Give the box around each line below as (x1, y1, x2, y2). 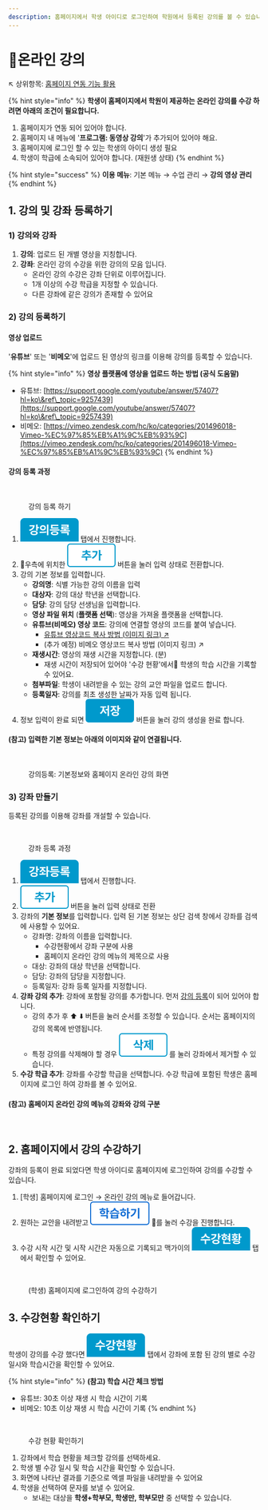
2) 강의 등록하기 (8, 312, 66, 323)
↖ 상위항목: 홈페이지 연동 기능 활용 (8, 78, 116, 88)
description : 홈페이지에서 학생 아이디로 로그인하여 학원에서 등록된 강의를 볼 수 (8, 13, 242, 21)
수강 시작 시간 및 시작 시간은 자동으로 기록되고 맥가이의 (19, 1243, 191, 1253)
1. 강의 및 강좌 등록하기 (8, 204, 113, 217)
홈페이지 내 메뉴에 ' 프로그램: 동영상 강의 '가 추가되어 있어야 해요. (19, 133, 218, 142)
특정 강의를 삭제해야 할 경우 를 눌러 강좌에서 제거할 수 (31, 1050, 249, 1059)
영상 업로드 (8, 333, 42, 342)
